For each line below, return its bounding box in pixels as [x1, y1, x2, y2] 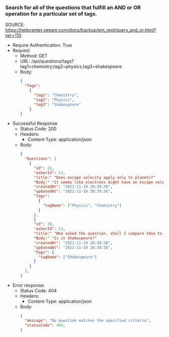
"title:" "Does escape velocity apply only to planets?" [33, 175, 156, 180]
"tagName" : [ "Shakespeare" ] [38, 255, 97, 260]
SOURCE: [5, 22, 25, 28]
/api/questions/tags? [31, 58, 74, 64]
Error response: [12, 282, 45, 288]
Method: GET [20, 53, 48, 59]
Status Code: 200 [20, 126, 57, 132]
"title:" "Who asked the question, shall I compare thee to [33, 231, 162, 236]
